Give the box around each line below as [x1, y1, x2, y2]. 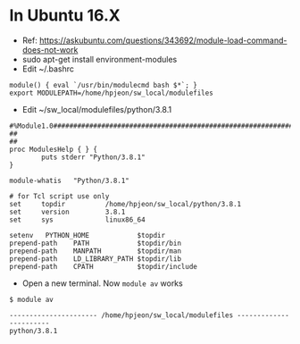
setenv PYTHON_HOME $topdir [9, 231, 166, 239]
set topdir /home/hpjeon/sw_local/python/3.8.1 [9, 199, 242, 208]
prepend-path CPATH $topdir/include [9, 262, 198, 271]
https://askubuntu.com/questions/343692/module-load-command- [38, 35, 287, 46]
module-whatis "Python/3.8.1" [9, 176, 129, 185]
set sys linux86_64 [9, 215, 146, 224]
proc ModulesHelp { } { [9, 145, 98, 154]
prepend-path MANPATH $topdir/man [9, 247, 181, 256]
